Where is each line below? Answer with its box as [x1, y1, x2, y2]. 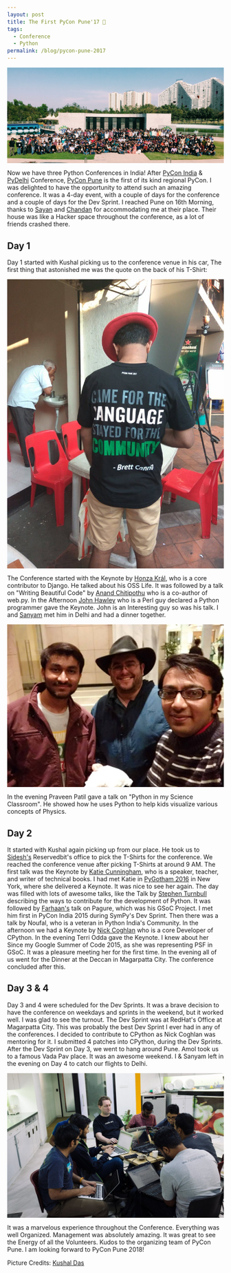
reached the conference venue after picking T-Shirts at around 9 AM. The [7, 861, 216, 869]
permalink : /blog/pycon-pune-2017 [7, 48, 107, 54]
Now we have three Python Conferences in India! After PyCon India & [7, 169, 203, 177]
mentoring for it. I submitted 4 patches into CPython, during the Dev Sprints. [7, 1037, 223, 1046]
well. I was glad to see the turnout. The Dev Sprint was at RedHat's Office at [7, 1016, 222, 1024]
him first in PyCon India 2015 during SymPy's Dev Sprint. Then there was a [7, 912, 219, 920]
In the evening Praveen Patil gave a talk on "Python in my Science [7, 792, 194, 801]
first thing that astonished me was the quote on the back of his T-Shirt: [7, 266, 208, 274]
